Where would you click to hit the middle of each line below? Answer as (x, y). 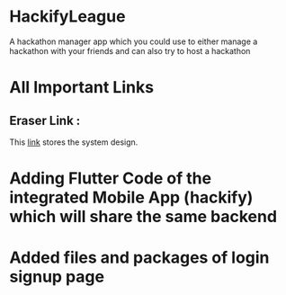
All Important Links (82, 88)
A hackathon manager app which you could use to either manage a (134, 41)
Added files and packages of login (139, 258)
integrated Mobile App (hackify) (131, 197)
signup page (57, 277)
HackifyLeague (67, 17)
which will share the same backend (143, 217)
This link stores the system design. (74, 142)
